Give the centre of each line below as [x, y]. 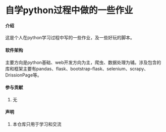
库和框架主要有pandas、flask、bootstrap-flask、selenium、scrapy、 [77, 69]
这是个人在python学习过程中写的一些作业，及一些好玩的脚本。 [70, 38]
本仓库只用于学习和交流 [37, 124]
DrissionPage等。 [23, 75]
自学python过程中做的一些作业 [69, 10]
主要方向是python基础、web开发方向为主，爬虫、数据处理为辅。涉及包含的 [83, 62]
